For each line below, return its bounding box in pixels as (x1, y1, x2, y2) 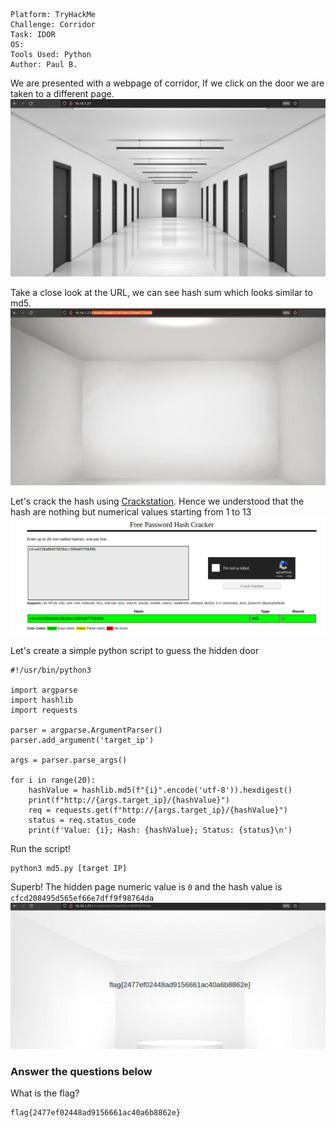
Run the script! (10, 842, 71, 854)
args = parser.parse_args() (10, 755, 128, 765)
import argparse (10, 685, 78, 695)
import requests (10, 705, 78, 715)
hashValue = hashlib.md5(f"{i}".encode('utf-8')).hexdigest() (28, 785, 293, 795)
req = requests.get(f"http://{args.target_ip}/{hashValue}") (28, 805, 288, 815)
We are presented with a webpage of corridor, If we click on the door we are (10, 77, 325, 89)
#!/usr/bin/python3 (10, 665, 92, 675)
